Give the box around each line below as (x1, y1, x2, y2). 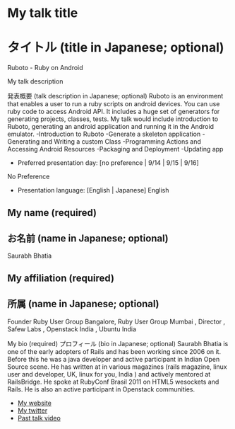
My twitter (17, 406, 48, 415)
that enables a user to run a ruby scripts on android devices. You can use (7, 100, 220, 108)
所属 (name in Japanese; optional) (7, 298, 159, 310)
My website (17, 399, 52, 407)
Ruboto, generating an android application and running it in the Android (7, 122, 214, 131)
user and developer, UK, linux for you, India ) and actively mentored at (7, 370, 211, 378)
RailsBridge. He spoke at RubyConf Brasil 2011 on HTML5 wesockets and (7, 377, 219, 386)
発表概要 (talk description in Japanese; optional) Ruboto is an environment (7, 92, 224, 101)
